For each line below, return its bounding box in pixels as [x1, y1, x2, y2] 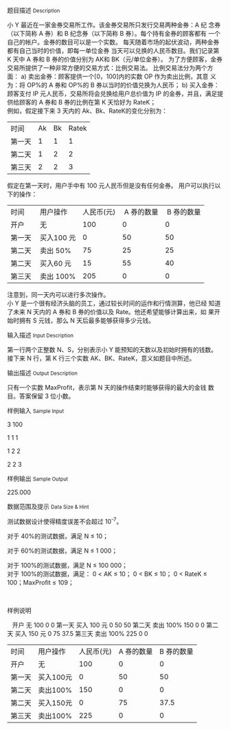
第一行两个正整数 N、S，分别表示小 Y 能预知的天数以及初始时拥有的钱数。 [7, 346, 218, 353]
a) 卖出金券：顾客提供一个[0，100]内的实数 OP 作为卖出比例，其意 [20, 72, 209, 80]
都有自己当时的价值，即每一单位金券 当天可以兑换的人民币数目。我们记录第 [7, 47, 220, 54]
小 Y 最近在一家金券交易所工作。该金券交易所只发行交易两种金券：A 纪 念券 [7, 21, 221, 29]
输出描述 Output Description [7, 369, 78, 377]
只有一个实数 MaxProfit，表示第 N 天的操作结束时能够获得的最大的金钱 [7, 384, 207, 391]
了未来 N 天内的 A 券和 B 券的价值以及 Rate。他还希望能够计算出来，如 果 [7, 308, 215, 316]
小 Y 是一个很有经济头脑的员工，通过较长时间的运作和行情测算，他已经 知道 [7, 299, 221, 307]
